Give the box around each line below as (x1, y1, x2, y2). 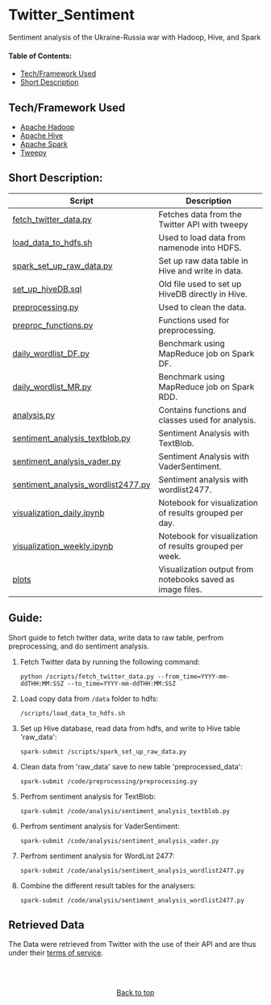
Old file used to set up (158, 278, 242, 290)
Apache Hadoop (19, 122, 75, 131)
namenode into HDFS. (158, 242, 242, 253)
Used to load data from (158, 231, 246, 243)
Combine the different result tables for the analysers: (19, 881, 196, 890)
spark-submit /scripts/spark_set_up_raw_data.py (19, 748, 187, 756)
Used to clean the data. (158, 301, 247, 312)
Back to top (116, 988, 155, 998)
